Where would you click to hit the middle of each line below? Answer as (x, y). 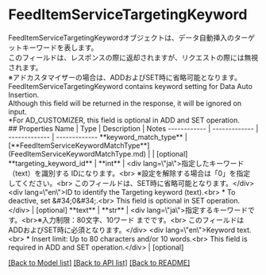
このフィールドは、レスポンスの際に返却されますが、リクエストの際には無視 (133, 57)
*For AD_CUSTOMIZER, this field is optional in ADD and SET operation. (124, 120)
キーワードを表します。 (60, 47)
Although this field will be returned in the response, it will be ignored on (125, 103)
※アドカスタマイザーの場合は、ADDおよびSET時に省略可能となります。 (125, 77)
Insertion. (24, 95)
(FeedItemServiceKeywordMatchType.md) (77, 153)
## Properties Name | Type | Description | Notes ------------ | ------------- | (133, 128)
